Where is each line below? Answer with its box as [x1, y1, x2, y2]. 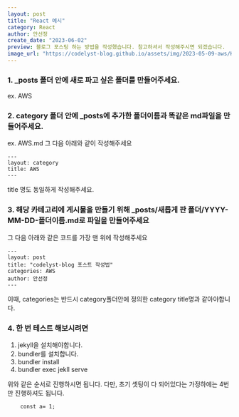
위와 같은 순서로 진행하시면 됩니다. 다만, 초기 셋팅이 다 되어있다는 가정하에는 [7, 380, 218, 388]
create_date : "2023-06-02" [7, 37, 87, 44]
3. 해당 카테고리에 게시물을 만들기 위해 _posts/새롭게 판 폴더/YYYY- [7, 205, 229, 215]
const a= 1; [20, 403, 55, 411]
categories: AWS [7, 267, 55, 274]
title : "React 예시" [7, 17, 65, 24]
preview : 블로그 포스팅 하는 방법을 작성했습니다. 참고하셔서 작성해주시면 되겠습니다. [7, 43, 225, 51]
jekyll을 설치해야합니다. [17, 341, 83, 349]
